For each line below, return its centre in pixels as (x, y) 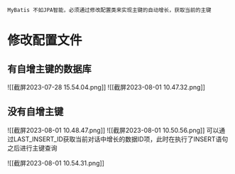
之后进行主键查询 (32, 148)
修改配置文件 (45, 40)
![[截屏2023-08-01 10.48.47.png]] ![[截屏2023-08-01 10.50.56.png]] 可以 (113, 130)
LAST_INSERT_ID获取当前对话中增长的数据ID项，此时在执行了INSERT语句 (121, 139)
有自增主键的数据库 (49, 69)
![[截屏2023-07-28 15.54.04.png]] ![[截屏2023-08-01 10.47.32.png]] (106, 87)
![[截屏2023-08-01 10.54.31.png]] (56, 163)
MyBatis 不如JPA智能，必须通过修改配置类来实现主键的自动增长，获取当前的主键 (109, 10)
